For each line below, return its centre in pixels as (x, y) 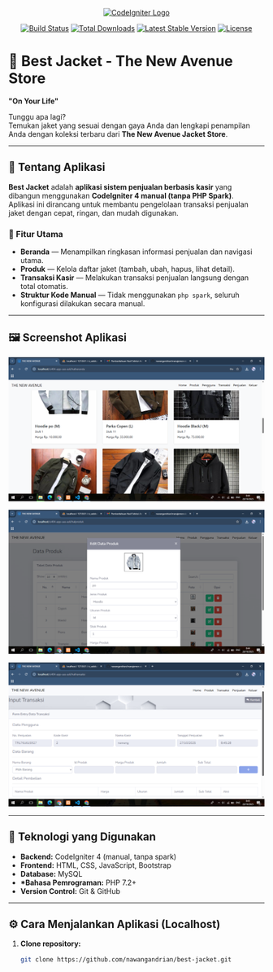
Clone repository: (50, 944)
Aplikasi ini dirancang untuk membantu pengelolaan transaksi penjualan (129, 204)
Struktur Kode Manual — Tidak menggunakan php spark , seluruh (130, 295)
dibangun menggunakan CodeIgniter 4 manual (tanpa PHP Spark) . (121, 195)
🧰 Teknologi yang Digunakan (82, 837)
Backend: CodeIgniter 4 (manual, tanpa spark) (98, 856)
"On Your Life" (34, 101)
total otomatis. (44, 287)
